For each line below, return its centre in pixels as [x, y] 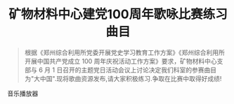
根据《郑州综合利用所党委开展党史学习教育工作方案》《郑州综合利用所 [124, 52]
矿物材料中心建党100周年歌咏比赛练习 [118, 14]
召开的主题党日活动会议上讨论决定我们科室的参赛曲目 [139, 70]
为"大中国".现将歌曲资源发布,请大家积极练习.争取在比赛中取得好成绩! [123, 78]
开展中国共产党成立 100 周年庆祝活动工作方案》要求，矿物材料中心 [121, 61]
